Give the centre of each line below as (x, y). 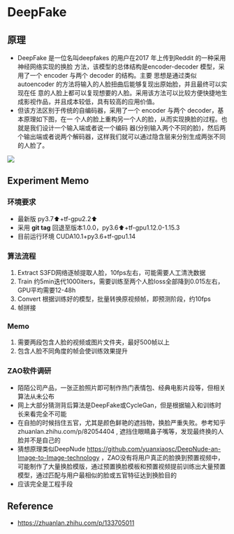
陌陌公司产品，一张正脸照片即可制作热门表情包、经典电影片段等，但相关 (121, 387)
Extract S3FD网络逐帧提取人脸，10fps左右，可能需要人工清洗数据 (111, 272)
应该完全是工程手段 (45, 484)
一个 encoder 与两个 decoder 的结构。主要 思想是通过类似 (113, 75)
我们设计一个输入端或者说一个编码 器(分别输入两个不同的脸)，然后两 (127, 128)
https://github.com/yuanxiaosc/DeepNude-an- (154, 449)
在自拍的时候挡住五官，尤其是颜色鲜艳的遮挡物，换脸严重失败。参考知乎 (121, 422)
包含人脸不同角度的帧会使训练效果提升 (72, 351)
